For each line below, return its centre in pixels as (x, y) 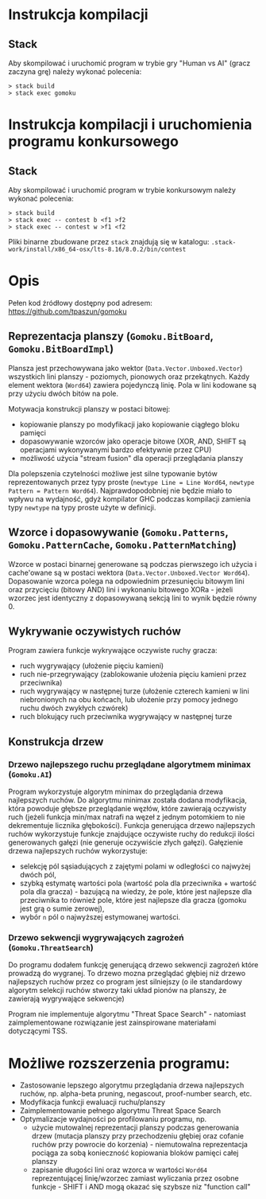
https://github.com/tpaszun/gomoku (67, 311)
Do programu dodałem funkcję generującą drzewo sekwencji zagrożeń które (133, 965)
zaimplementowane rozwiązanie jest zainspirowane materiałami (112, 1023)
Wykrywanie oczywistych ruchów (94, 631)
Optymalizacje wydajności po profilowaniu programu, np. (113, 1119)
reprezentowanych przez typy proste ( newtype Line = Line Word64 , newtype (131, 482)
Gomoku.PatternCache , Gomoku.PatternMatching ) (122, 545)
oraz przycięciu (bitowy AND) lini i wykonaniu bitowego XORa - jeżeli (121, 589)
